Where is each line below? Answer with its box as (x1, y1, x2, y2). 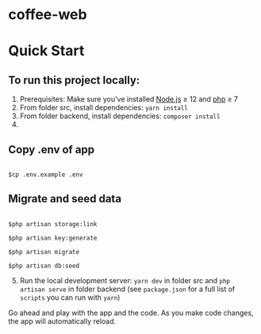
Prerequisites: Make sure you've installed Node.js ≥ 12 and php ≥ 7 (19, 94, 239, 104)
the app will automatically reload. (8, 316, 117, 326)
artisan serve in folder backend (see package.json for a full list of (19, 284, 236, 294)
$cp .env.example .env (8, 171, 83, 179)
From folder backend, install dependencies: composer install (19, 111, 221, 121)
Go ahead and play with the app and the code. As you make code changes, (8, 308, 254, 317)
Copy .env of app (8, 143, 95, 156)
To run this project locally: (8, 73, 140, 86)
